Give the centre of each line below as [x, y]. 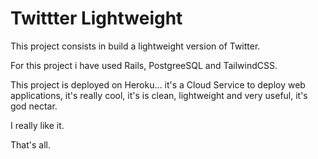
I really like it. [37, 125]
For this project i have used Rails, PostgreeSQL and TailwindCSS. [144, 65]
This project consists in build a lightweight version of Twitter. [135, 46]
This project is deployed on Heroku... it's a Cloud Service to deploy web [158, 84]
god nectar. [34, 106]
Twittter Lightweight [96, 18]
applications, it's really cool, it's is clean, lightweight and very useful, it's [159, 95]
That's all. [30, 144]
